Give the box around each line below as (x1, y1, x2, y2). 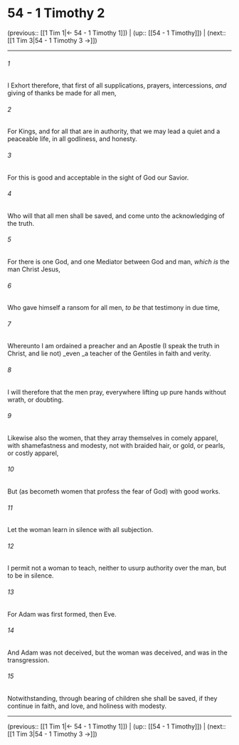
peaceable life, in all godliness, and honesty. (7, 135, 137, 143)
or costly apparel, (7, 449, 59, 457)
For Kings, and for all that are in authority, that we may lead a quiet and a (7, 127, 221, 136)
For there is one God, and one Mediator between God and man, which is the (7, 257, 230, 266)
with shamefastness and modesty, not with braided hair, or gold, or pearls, (7, 441, 225, 449)
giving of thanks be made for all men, (7, 89, 117, 98)
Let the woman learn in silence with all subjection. (7, 526, 154, 534)
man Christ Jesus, (7, 265, 60, 273)
